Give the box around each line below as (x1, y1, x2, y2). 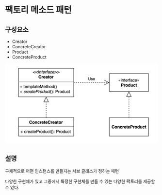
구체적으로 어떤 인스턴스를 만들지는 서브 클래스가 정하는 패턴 (5, 168, 119, 174)
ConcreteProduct (12, 54, 47, 60)
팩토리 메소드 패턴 (5, 4, 72, 16)
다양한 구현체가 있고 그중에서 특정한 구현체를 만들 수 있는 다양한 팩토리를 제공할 (5, 178, 155, 184)
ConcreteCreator (12, 44, 46, 49)
